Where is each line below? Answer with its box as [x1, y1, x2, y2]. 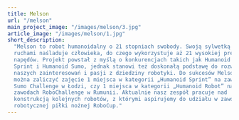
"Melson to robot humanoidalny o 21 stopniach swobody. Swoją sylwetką [14, 43, 231, 50]
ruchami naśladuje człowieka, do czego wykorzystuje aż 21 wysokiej [14, 50, 221, 57]
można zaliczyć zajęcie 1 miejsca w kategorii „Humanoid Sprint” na [14, 76, 221, 83]
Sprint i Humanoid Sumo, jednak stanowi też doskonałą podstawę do [14, 63, 218, 70]
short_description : [7, 37, 65, 44]
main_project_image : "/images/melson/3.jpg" [7, 23, 142, 30]
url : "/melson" [7, 17, 53, 24]
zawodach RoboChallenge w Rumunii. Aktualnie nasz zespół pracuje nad [14, 89, 228, 96]
